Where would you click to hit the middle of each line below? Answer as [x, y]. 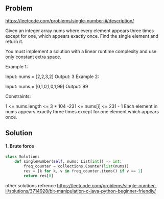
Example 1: [17, 66]
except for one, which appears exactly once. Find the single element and [82, 36]
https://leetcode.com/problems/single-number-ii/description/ [70, 20]
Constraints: [18, 96]
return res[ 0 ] [39, 176]
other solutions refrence [31, 185]
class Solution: [22, 157]
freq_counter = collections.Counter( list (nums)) [76, 166]
